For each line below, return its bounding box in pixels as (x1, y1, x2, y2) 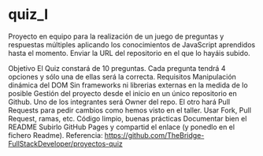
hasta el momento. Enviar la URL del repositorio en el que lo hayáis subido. (8, 48, 250, 58)
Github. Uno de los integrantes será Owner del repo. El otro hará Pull (8, 97, 231, 106)
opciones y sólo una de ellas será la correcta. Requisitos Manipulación (8, 72, 236, 81)
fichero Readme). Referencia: (8, 130, 103, 139)
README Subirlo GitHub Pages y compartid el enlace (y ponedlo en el (8, 122, 235, 132)
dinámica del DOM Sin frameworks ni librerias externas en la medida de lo (8, 80, 248, 90)
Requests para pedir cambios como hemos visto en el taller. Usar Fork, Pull (8, 105, 252, 115)
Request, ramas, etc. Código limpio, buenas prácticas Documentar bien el (8, 113, 247, 123)
